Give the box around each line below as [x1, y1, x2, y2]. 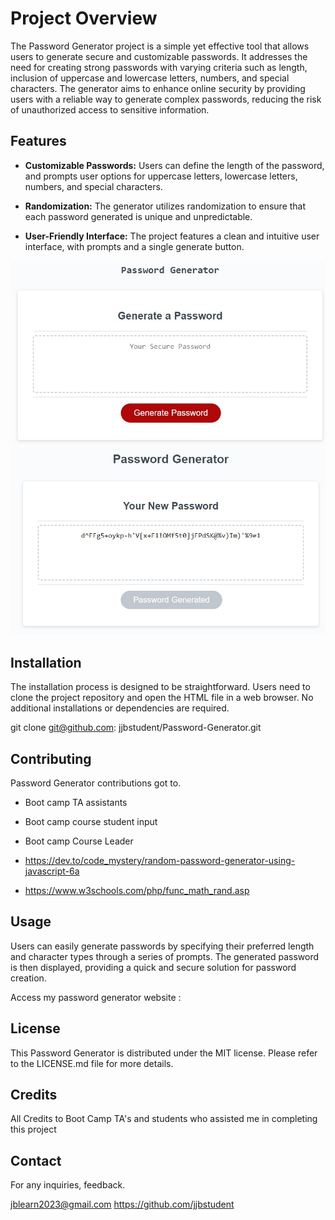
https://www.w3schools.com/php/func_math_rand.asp [24, 884, 250, 896]
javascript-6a [24, 865, 80, 877]
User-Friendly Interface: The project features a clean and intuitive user [24, 230, 320, 242]
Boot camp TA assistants [24, 796, 128, 808]
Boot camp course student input [24, 815, 158, 827]
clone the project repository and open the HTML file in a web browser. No [10, 692, 314, 704]
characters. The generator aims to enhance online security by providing [10, 82, 306, 94]
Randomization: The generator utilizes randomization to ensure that [24, 200, 307, 212]
